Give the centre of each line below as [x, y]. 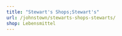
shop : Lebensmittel [31, 23]
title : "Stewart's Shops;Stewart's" [53, 12]
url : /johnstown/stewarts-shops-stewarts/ [61, 18]
